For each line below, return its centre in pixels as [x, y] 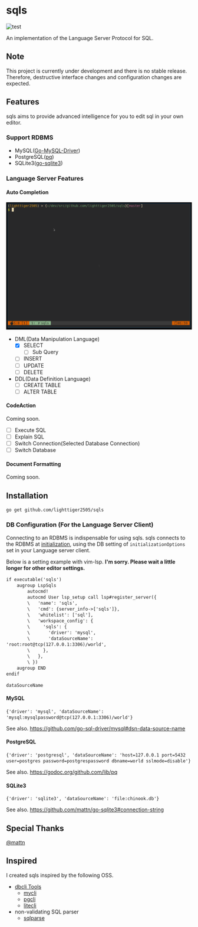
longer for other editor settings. [46, 568]
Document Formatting [34, 464]
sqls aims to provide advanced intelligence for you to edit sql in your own [95, 116]
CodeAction [21, 405]
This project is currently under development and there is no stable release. [97, 71]
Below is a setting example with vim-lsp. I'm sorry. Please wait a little [91, 562]
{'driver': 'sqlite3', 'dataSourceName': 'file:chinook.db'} [83, 799]
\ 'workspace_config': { [60, 621]
